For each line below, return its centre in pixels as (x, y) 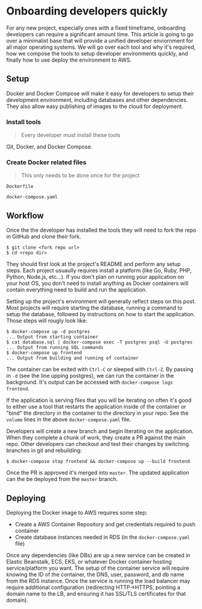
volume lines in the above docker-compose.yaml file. (69, 419)
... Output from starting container (52, 337)
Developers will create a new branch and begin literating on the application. (100, 431)
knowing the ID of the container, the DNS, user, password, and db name (95, 574)
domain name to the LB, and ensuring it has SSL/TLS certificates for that (96, 593)
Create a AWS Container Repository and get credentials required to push (105, 524)
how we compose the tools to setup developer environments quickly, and (97, 53)
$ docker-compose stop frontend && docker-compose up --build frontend (98, 462)
